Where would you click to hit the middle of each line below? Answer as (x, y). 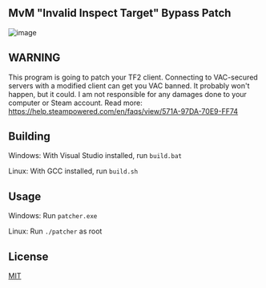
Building (29, 137)
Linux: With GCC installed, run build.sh (73, 171)
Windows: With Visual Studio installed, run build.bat (95, 156)
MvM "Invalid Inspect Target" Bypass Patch (120, 13)
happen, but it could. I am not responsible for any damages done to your (127, 94)
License (28, 256)
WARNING (34, 58)
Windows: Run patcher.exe (53, 216)
